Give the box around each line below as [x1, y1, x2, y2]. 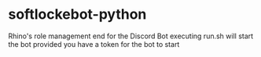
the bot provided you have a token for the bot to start [8, 39, 180, 48]
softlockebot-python [8, 5, 147, 23]
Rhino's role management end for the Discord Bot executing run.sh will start [8, 31, 254, 41]
